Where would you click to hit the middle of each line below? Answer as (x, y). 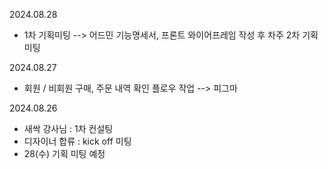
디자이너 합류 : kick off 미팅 (77, 141)
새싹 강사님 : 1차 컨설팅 (68, 128)
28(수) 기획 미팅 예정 (64, 153)
